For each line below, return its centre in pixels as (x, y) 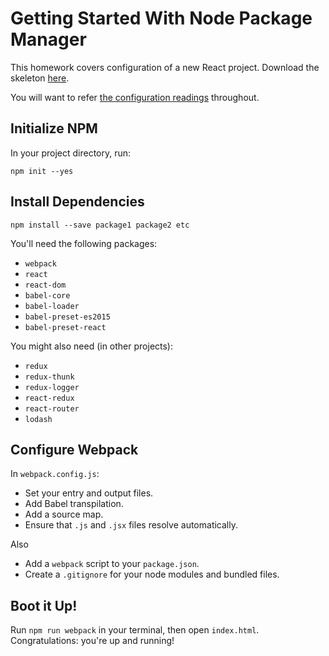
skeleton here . (40, 78)
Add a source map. (64, 514)
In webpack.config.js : (55, 474)
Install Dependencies (77, 202)
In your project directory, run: (71, 153)
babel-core (47, 295)
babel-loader (52, 306)
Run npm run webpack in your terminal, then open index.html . (135, 630)
